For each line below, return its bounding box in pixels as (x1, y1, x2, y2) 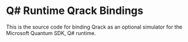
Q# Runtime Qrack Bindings (6, 4, 143, 17)
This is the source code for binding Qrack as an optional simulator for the (6, 23, 183, 30)
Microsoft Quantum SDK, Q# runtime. (6, 29, 96, 36)
